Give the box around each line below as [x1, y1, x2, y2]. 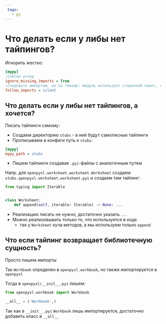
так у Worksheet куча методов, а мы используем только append [19, 222, 151, 228]
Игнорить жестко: [5, 60, 43, 66]
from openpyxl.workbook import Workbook [5, 290, 90, 295]
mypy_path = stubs [5, 151, 43, 156]
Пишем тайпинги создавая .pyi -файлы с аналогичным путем [12, 160, 142, 166]
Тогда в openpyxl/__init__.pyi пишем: [5, 280, 85, 286]
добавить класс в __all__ [5, 313, 59, 319]
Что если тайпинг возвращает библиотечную [5, 236, 153, 244]
